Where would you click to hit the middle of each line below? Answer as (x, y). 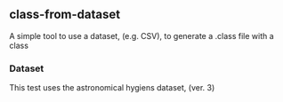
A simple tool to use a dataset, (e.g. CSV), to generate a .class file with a (141, 35)
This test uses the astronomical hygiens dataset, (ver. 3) (112, 88)
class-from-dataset (65, 15)
